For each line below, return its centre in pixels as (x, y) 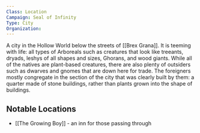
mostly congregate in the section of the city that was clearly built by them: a (100, 77)
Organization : (24, 28)
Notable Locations (41, 109)
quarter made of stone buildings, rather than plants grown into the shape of (99, 84)
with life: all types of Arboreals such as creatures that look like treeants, (95, 52)
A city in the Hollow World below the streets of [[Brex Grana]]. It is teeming (98, 46)
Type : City (20, 23)
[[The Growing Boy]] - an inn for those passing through (83, 123)
